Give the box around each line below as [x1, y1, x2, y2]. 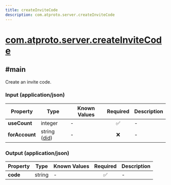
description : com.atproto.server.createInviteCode [5, 12, 115, 17]
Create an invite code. [5, 78, 52, 85]
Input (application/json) [5, 91, 65, 98]
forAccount [8, 131, 36, 138]
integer [40, 119, 58, 126]
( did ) [40, 134, 52, 141]
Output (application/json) [5, 149, 70, 156]
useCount [8, 119, 32, 126]
